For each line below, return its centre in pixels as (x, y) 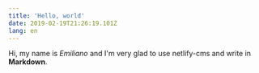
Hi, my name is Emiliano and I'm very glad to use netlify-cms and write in (130, 54)
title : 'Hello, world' (47, 16)
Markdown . (28, 62)
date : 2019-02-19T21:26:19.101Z (63, 23)
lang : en (23, 30)
